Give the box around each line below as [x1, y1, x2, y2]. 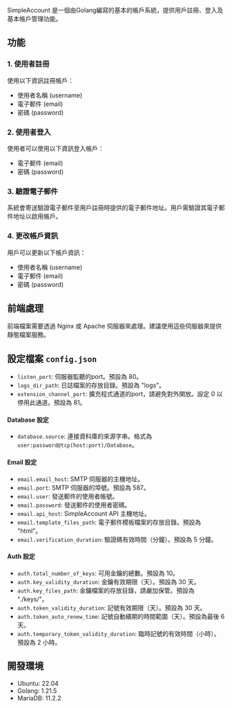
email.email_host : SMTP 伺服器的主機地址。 [17, 474, 144, 483]
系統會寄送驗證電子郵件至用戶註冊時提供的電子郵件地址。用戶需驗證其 [7, 203, 207, 212]
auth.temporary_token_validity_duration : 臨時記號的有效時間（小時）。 [17, 629, 220, 637]
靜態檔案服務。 [7, 330, 50, 339]
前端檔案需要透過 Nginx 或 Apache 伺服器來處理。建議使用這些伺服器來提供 [7, 322, 222, 330]
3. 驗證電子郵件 [7, 186, 59, 196]
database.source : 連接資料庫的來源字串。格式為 [17, 432, 153, 440]
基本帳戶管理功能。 [7, 15, 62, 23]
